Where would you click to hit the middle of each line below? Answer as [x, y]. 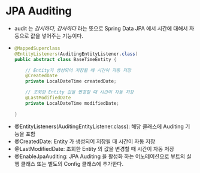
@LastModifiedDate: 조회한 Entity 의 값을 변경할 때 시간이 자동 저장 [94, 148]
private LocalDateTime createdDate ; [71, 81]
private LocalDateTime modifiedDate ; [72, 103]
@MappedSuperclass [37, 48]
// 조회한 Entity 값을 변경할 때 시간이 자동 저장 [80, 92]
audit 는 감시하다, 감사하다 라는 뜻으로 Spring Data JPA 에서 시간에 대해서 [101, 28]
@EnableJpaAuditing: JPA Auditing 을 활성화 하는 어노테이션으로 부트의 [100, 156]
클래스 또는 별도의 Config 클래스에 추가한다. [72, 163]
